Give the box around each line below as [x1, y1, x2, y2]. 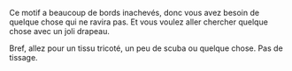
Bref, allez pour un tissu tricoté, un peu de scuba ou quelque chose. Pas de [9, 43, 283, 53]
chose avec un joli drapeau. [9, 26, 111, 36]
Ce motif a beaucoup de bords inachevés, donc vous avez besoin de [9, 8, 259, 18]
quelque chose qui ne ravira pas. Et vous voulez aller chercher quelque [9, 17, 268, 27]
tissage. [9, 53, 38, 62]
